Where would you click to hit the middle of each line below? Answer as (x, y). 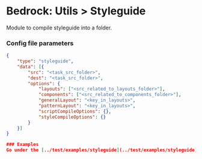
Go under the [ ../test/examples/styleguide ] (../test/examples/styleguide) (102, 150)
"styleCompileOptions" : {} (72, 117)
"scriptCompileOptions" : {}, (75, 111)
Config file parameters (40, 43)
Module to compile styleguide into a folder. (59, 28)
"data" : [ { (31, 67)
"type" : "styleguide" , (45, 61)
